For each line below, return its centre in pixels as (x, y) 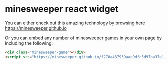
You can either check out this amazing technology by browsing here (75, 23)
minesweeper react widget (62, 9)
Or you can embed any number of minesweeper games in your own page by (84, 38)
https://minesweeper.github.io (36, 28)
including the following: (29, 43)
